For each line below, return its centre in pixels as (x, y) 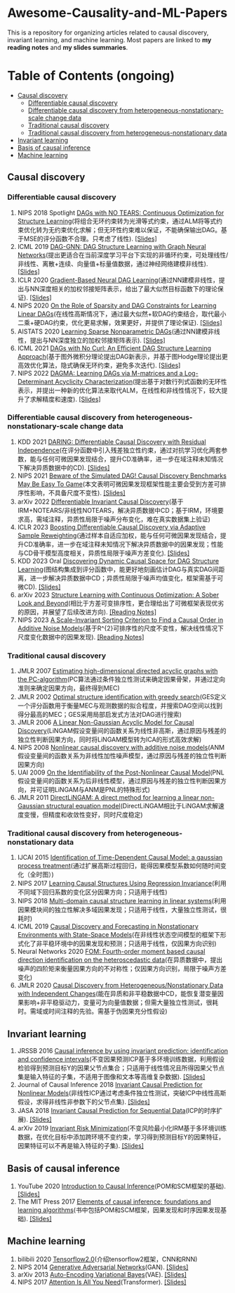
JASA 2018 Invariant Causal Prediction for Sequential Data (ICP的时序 (117, 1111)
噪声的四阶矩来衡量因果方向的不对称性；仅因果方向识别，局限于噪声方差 (122, 969)
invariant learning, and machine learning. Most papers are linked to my (109, 39)
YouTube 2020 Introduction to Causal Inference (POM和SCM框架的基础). (122, 1186)
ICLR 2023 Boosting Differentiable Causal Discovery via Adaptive (112, 527)
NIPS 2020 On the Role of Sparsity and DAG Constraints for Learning (117, 305)
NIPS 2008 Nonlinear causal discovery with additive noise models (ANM (121, 748)
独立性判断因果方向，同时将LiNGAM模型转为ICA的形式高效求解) (109, 739)
